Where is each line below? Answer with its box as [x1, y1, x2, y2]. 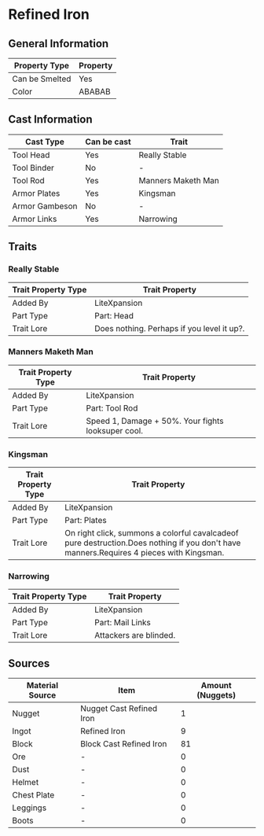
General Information [8, 37, 109, 50]
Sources [8, 657, 50, 670]
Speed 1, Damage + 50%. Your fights [86, 415, 224, 426]
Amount [200, 680, 232, 691]
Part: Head [93, 310, 134, 321]
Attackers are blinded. [93, 630, 176, 641]
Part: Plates [64, 515, 108, 526]
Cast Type [24, 136, 64, 147]
